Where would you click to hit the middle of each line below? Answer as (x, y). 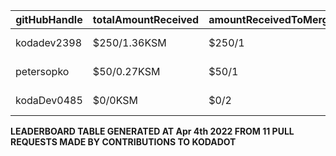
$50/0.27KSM (126, 71)
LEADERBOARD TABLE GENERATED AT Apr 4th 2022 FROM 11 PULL (152, 131)
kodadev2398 (49, 42)
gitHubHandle (49, 19)
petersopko (42, 71)
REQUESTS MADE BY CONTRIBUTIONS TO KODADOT (123, 142)
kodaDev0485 (49, 100)
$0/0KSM (115, 100)
